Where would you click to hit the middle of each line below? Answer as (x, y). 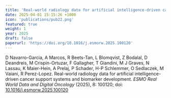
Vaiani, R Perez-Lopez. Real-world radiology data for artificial (69, 74)
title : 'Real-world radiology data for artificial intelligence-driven (83, 10)
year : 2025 (17, 34)
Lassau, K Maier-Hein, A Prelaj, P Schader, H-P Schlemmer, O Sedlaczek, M (84, 68)
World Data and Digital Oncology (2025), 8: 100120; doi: (64, 84)
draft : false (19, 39)
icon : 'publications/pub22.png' (39, 19)
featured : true (21, 24)
